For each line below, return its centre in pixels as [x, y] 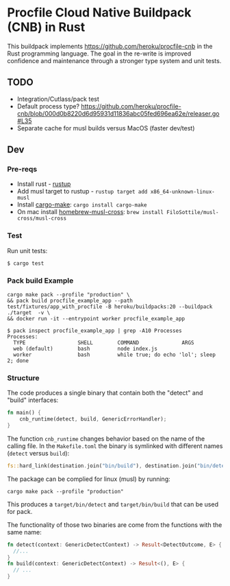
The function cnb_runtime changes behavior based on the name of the [106, 438]
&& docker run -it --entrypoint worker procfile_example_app [96, 319]
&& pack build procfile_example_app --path [70, 301]
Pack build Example [40, 281]
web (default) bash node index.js [85, 349]
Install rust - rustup [44, 184]
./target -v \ [29, 313]
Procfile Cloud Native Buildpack [99, 13]
